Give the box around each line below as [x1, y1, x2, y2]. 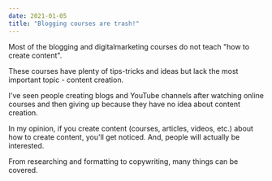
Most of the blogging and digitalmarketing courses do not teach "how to [8, 41, 250, 51]
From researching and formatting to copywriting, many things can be [8, 156, 239, 166]
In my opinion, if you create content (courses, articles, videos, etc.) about [8, 123, 254, 133]
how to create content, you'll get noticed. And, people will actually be [8, 131, 240, 142]
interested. [8, 140, 45, 150]
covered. [8, 165, 38, 175]
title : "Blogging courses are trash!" [8, 19, 140, 28]
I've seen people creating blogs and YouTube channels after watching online [8, 90, 265, 100]
